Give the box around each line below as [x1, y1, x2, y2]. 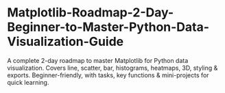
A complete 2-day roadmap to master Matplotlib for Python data [7, 56, 189, 64]
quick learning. [7, 78, 49, 86]
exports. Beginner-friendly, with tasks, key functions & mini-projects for [7, 70, 209, 79]
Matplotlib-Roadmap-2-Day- [7, 5, 174, 21]
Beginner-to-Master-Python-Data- [7, 19, 210, 35]
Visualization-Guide [7, 34, 124, 49]
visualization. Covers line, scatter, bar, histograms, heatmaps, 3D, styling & [7, 64, 218, 72]
